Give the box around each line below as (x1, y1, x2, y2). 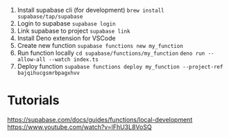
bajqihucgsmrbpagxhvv (17, 69, 80, 76)
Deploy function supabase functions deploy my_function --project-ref (17, 62, 223, 70)
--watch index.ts (48, 56, 99, 63)
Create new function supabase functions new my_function (17, 42, 184, 49)
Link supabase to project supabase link (17, 27, 130, 35)
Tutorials (7, 93, 60, 108)
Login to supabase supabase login (17, 19, 116, 27)
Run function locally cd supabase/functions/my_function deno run (17, 49, 205, 57)
